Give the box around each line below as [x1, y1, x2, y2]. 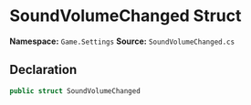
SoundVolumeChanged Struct [9, 5, 242, 26]
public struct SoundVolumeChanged [9, 86, 141, 96]
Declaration [9, 62, 78, 78]
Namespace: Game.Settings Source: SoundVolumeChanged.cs [9, 36, 235, 47]
